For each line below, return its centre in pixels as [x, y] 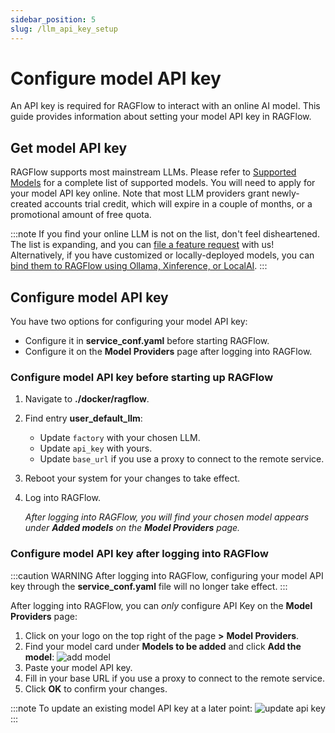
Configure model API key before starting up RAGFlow [142, 377]
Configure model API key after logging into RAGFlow [139, 554]
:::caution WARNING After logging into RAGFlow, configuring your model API [167, 575]
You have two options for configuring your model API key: [129, 322]
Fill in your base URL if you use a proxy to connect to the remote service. [175, 678]
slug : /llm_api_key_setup [64, 29]
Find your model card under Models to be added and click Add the [163, 646]
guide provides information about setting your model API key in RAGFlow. [161, 117]
